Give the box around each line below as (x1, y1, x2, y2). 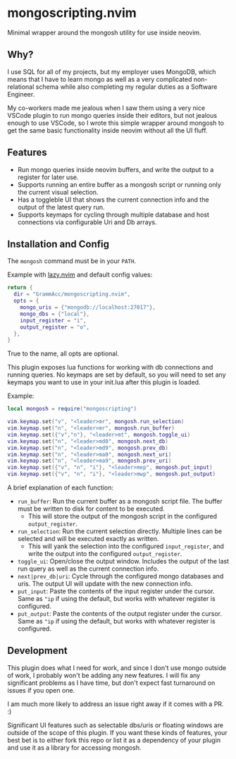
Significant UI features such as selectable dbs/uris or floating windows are (7, 721, 224, 729)
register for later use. (17, 173, 79, 181)
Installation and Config (7, 238, 110, 250)
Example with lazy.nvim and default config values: (7, 270, 153, 279)
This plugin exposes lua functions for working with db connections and (7, 363, 213, 372)
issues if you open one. (7, 686, 75, 694)
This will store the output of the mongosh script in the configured (27, 512, 217, 520)
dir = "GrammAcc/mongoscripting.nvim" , (13, 291, 131, 298)
